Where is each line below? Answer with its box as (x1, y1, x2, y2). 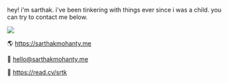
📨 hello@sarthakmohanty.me (7, 55, 89, 63)
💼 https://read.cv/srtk (7, 68, 67, 76)
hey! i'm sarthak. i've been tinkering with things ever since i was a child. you (7, 6, 222, 14)
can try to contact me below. (7, 13, 88, 21)
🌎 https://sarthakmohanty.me (7, 39, 92, 47)
